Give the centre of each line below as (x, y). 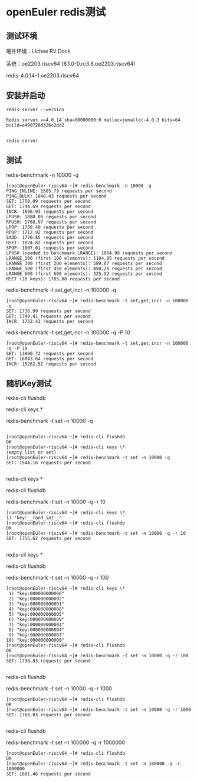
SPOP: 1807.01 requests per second (50, 248)
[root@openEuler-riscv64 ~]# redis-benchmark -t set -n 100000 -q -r (93, 764)
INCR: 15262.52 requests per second (51, 364)
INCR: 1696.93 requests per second (50, 211)
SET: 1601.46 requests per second (49, 774)
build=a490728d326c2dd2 (35, 125)
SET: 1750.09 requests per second (49, 201)
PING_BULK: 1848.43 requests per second (57, 196)
